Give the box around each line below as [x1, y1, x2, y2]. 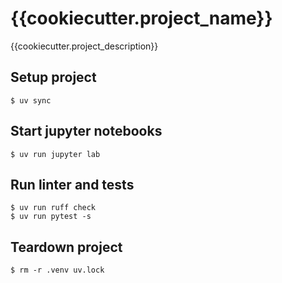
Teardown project [10, 238, 123, 256]
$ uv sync [10, 95, 52, 106]
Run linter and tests [10, 176, 135, 193]
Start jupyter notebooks [10, 123, 163, 140]
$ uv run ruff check [10, 203, 97, 213]
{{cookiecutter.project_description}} [10, 40, 159, 52]
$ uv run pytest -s [10, 212, 92, 222]
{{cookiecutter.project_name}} [10, 7, 273, 30]
